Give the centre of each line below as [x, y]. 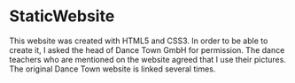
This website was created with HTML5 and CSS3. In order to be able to [139, 41]
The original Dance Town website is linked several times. [113, 69]
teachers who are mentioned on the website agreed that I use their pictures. [147, 59]
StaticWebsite [62, 16]
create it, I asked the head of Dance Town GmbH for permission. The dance [147, 49]
